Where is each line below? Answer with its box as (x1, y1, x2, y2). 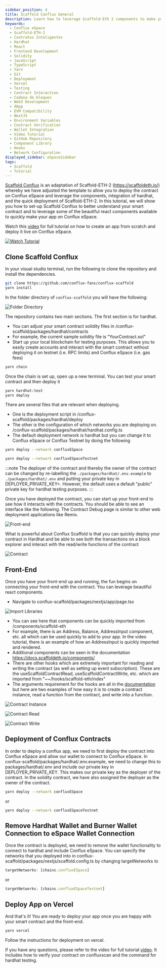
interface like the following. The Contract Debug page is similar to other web (5, 506, 161, 512)
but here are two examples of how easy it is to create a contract (12, 686, 142, 692)
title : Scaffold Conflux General (5, 12, 74, 17)
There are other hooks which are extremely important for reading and (12, 660, 154, 666)
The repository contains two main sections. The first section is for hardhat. (5, 313, 157, 319)
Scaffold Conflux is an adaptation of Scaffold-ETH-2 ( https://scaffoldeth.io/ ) (5, 182, 160, 188)
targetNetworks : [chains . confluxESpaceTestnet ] (5, 886, 105, 892)
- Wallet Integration (9, 127, 54, 132)
